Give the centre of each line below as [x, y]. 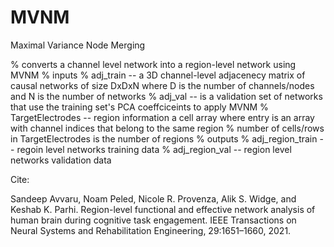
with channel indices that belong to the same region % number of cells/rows [167, 128]
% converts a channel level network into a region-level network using [153, 64]
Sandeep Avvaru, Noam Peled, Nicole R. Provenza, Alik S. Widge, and [153, 198]
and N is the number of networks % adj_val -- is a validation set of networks [166, 96]
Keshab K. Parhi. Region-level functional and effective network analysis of [163, 209]
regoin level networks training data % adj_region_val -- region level [154, 149]
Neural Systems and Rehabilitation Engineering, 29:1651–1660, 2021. [151, 230]
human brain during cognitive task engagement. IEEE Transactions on [153, 220]
